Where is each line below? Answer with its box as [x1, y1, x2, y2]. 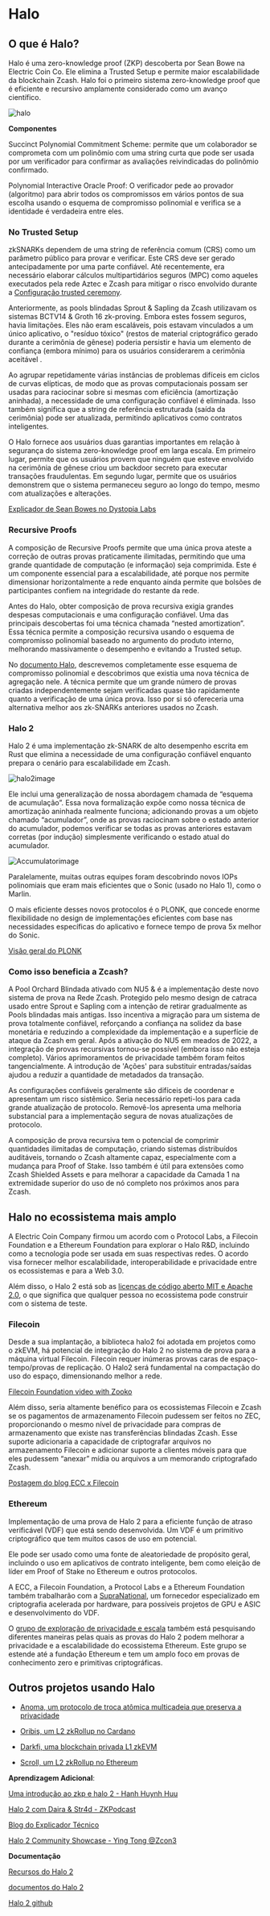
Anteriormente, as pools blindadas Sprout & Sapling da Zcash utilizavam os [8, 303, 257, 313]
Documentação [8, 1852, 61, 1861]
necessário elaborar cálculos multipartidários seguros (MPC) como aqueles [8, 271, 259, 281]
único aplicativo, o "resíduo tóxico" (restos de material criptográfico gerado [8, 329, 259, 339]
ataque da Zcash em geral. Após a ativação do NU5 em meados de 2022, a [8, 1036, 258, 1045]
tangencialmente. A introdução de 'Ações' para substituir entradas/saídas [8, 1062, 252, 1071]
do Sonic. [8, 930, 40, 940]
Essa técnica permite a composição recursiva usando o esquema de [8, 626, 235, 637]
